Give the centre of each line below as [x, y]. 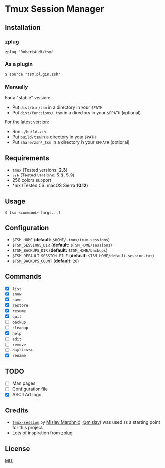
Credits [17, 410]
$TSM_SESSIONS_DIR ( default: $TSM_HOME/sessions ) [62, 245]
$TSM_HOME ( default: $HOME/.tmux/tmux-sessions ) [61, 239]
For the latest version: [27, 122]
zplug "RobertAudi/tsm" [30, 52]
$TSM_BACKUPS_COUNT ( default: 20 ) [45, 261]
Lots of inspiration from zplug [42, 433]
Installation [23, 28]
